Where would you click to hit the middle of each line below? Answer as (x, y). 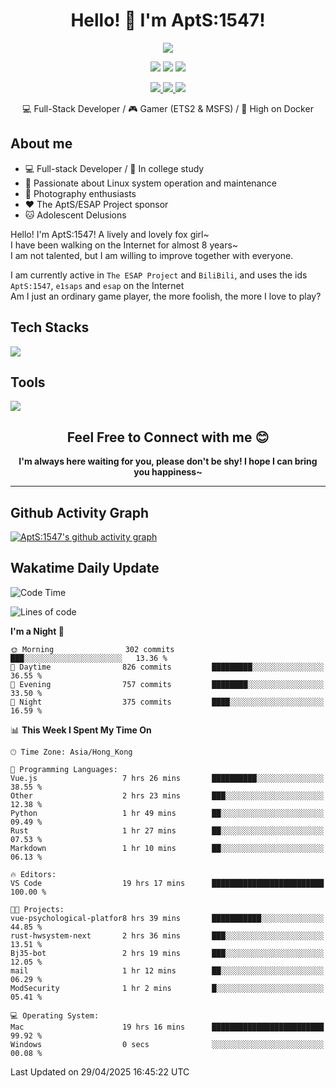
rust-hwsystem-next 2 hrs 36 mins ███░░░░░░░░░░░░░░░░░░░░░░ (167, 935)
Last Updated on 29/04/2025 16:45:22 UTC (100, 1071)
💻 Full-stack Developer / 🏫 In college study (114, 168)
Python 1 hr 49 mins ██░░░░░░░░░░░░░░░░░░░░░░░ (167, 813)
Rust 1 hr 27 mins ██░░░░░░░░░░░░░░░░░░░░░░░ (167, 830)
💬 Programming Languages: (64, 769)
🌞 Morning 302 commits (92, 649)
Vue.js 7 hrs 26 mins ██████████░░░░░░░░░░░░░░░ (167, 778)
